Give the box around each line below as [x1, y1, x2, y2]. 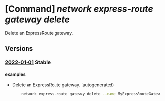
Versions [5, 44, 33, 52]
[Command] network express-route [5, 3, 154, 15]
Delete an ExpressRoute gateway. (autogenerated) [12, 82, 114, 88]
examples [5, 71, 26, 77]
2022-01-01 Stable [5, 59, 51, 66]
